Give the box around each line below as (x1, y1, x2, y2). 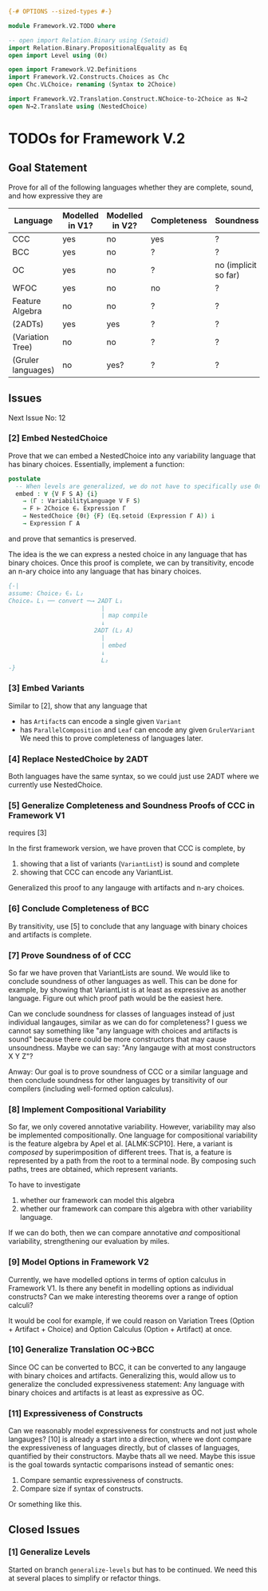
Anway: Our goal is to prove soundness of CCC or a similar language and (8, 1066, 249, 1076)
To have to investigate (8, 1180, 81, 1189)
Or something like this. (8, 1500, 82, 1509)
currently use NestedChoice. (8, 780, 103, 790)
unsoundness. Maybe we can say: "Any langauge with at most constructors (8, 1042, 257, 1052)
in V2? (112, 220, 138, 231)
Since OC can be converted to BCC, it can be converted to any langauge (8, 1362, 246, 1372)
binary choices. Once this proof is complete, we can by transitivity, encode (8, 558, 254, 567)
